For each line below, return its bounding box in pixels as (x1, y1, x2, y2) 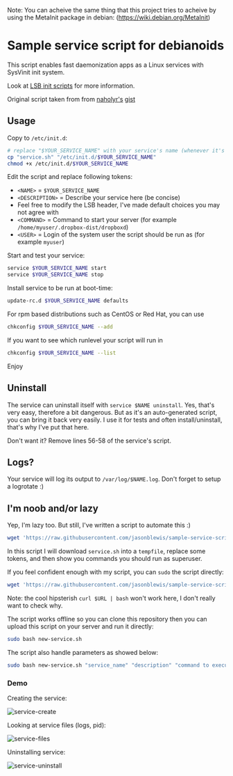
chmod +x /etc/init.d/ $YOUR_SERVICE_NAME (7, 160, 129, 167)
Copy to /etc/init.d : (7, 134, 68, 142)
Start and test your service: (7, 251, 85, 260)
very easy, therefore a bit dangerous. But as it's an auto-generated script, (7, 408, 218, 416)
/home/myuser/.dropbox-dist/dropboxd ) (17, 223, 129, 232)
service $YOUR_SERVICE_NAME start (7, 264, 107, 272)
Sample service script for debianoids (7, 38, 224, 54)
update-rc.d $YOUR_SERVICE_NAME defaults (7, 297, 129, 305)
